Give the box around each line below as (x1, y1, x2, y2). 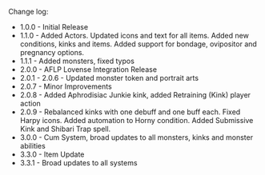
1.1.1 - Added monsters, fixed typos (19, 56, 135, 66)
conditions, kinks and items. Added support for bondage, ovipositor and (19, 39, 258, 49)
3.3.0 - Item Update (19, 149, 85, 159)
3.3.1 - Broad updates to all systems (19, 158, 138, 167)
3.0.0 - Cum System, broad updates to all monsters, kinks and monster (19, 133, 254, 142)
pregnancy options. (19, 48, 85, 57)
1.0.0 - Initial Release (19, 22, 89, 31)
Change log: (8, 7, 49, 16)
